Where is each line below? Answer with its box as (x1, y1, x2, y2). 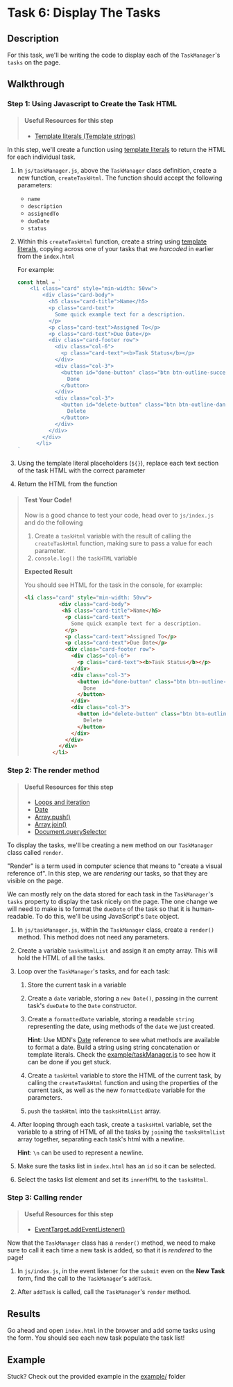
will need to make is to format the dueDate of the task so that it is (7, 905, 191, 913)
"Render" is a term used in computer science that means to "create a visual (7, 862, 223, 870)
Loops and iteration (34, 798, 90, 806)
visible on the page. (7, 876, 64, 885)
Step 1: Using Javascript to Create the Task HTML (7, 99, 178, 109)
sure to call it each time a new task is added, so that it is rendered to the (7, 1246, 213, 1254)
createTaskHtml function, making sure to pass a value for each (34, 539, 213, 547)
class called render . (7, 849, 64, 857)
